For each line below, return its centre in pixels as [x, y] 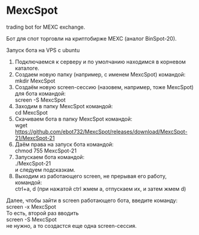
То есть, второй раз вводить [42, 213]
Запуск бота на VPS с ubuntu [43, 50]
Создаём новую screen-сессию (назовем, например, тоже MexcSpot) [104, 87]
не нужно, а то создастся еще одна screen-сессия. [71, 225]
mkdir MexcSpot [35, 81]
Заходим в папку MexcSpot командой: [64, 106]
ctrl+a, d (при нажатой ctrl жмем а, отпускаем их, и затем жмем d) [100, 188]
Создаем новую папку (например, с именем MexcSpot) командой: [100, 74]
